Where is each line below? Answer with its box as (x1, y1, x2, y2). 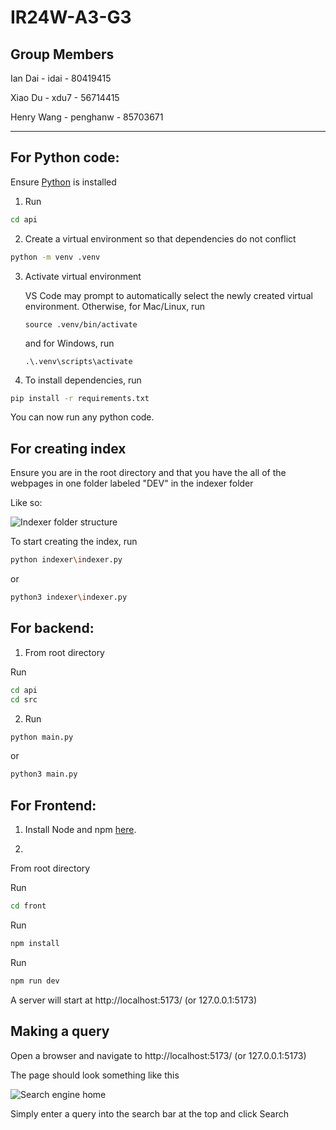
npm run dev (10, 976, 60, 986)
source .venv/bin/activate (24, 319, 138, 330)
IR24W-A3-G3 (10, 6, 132, 29)
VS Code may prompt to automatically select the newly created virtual (24, 289, 313, 301)
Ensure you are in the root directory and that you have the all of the (10, 467, 287, 479)
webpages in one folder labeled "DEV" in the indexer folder (10, 477, 254, 490)
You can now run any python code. (10, 411, 155, 423)
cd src (10, 694, 38, 705)
